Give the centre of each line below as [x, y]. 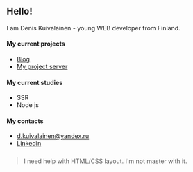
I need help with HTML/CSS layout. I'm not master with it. [105, 161]
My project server [42, 67]
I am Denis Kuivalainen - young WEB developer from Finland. [94, 28]
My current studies [35, 82]
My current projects [36, 44]
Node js [28, 105]
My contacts [25, 121]
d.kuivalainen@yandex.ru [53, 136]
